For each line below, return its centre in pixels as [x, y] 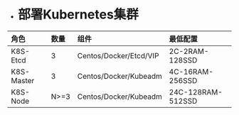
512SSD [183, 101]
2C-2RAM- [189, 51]
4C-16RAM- [191, 72]
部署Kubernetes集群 [78, 15]
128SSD [183, 60]
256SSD [183, 80]
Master [23, 80]
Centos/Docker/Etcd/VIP [118, 55]
